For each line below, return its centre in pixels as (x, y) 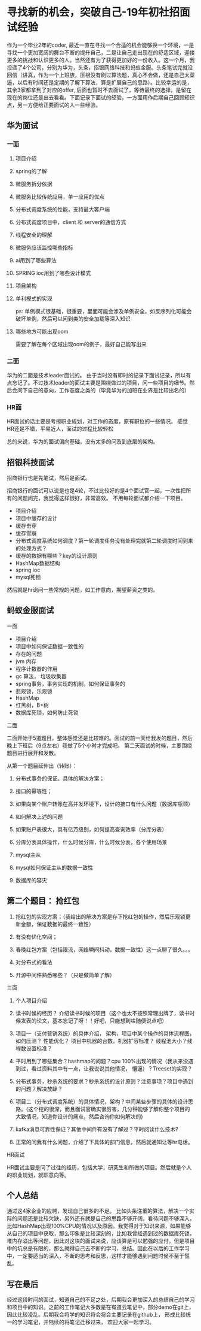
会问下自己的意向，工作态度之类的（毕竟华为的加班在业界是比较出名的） (101, 390)
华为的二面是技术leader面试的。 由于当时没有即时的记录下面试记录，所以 (96, 375)
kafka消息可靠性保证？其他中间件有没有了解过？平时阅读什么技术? (97, 1129)
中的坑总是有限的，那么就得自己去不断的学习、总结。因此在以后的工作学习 (98, 1248)
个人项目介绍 (31, 1000)
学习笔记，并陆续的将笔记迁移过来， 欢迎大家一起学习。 (86, 1322)
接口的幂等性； (34, 791)
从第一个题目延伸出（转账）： (42, 766)
